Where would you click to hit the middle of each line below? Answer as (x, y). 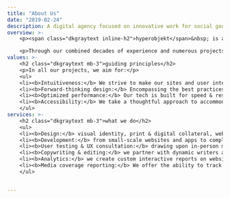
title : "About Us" (33, 13)
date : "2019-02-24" (35, 20)
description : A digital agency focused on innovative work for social (110, 26)
